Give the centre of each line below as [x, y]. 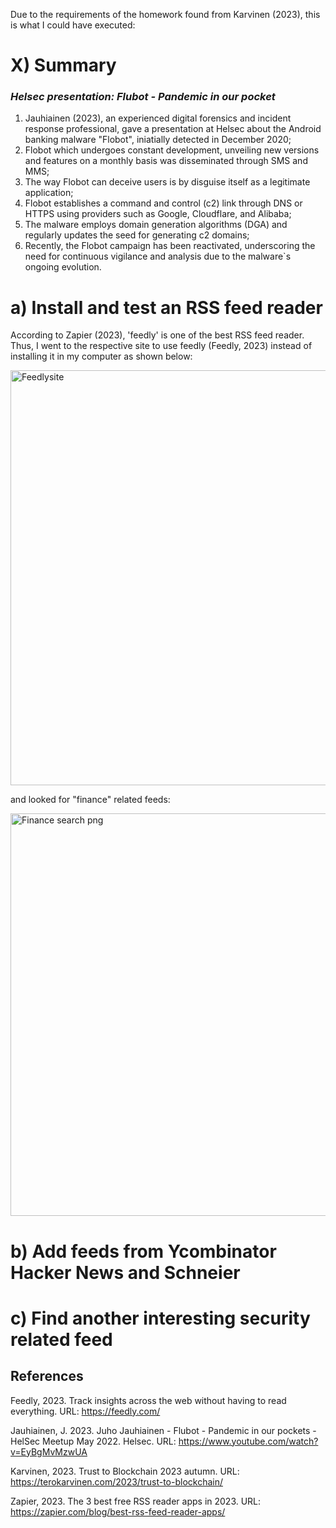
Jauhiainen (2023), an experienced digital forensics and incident [158, 118]
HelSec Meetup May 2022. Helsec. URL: [93, 1441]
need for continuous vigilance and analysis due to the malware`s [158, 256]
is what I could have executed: [73, 25]
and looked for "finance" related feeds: [90, 800]
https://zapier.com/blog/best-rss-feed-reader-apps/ [118, 1511]
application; [49, 193]
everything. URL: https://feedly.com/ [85, 1411]
